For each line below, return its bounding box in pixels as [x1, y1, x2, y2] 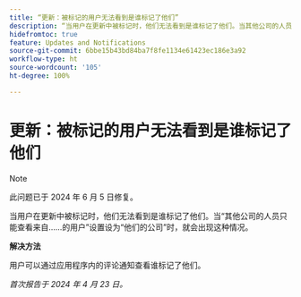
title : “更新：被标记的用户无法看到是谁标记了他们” [9, 13, 179, 22]
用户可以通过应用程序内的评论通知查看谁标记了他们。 [9, 259, 206, 270]
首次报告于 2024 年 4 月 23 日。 [9, 278, 128, 289]
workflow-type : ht [9, 55, 78, 64]
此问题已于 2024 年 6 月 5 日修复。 [9, 191, 139, 202]
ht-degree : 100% [9, 72, 70, 81]
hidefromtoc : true [9, 30, 78, 38]
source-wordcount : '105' [9, 64, 102, 72]
